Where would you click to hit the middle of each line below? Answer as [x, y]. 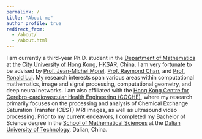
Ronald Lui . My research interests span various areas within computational [100, 77]
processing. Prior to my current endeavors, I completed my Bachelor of [96, 116]
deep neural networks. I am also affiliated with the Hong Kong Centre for [98, 90]
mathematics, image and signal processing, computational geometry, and [99, 84]
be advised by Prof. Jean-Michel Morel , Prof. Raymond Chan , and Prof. [96, 71]
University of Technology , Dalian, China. [57, 130]
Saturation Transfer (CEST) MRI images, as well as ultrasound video [92, 110]
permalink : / [23, 12]
